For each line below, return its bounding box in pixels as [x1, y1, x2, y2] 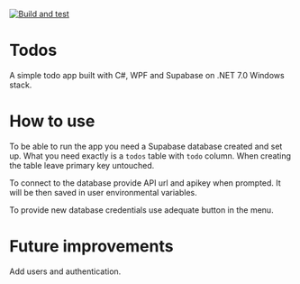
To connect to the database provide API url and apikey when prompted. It [9, 177, 281, 188]
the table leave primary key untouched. [9, 160, 155, 170]
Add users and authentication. [9, 266, 122, 277]
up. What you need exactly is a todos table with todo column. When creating [9, 150, 291, 161]
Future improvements [9, 236, 174, 257]
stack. [9, 79, 32, 90]
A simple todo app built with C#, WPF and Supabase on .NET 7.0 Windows [9, 69, 286, 80]
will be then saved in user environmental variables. [9, 187, 198, 197]
